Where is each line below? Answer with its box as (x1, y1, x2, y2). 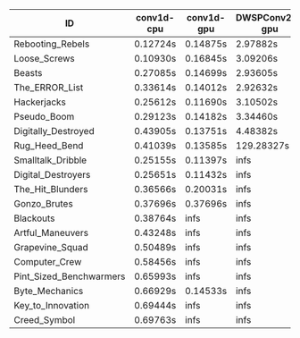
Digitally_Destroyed (13, 125, 96, 137)
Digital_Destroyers (13, 169, 91, 181)
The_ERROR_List (13, 81, 84, 93)
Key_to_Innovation (13, 300, 90, 311)
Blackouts (13, 212, 55, 224)
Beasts (13, 67, 43, 79)
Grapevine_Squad (13, 241, 89, 253)
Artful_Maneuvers (13, 227, 89, 239)
